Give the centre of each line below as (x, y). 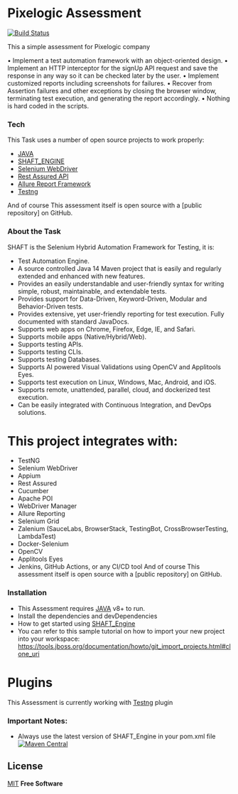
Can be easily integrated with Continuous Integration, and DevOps (114, 405)
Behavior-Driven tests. (50, 306)
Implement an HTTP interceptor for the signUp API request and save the (113, 68)
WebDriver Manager (47, 506)
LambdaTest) (37, 537)
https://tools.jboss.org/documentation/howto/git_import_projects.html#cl (124, 646)
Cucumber (33, 491)
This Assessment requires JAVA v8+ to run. (81, 608)
